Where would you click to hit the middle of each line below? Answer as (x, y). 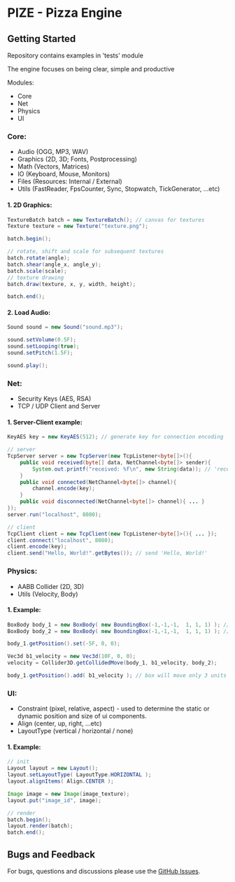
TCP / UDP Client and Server (59, 406)
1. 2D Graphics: (30, 205)
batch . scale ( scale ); (37, 271)
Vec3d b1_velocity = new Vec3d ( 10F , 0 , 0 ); (72, 656)
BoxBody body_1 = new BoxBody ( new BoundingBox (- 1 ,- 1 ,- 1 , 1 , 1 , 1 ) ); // (119, 625)
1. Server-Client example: (45, 422)
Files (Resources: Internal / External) (70, 182)
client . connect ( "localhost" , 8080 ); (60, 540)
